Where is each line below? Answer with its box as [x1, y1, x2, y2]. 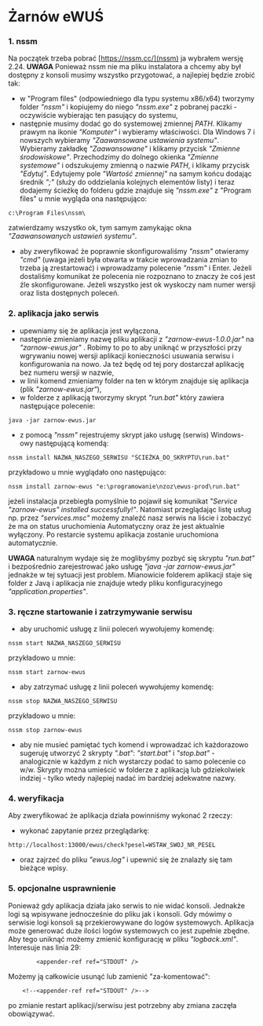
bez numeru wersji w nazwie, [19, 368, 115, 377]
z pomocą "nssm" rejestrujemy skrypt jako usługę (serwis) [19, 430, 210, 439]
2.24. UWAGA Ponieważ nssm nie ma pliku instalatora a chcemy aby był [8, 62, 242, 71]
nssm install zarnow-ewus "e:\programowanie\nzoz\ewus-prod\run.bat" [8, 482, 241, 490]
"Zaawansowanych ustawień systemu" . [8, 232, 137, 241]
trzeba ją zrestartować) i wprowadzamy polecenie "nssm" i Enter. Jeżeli [19, 263, 253, 273]
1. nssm [8, 36, 38, 47]
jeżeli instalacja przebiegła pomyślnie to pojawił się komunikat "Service [8, 496, 238, 506]
